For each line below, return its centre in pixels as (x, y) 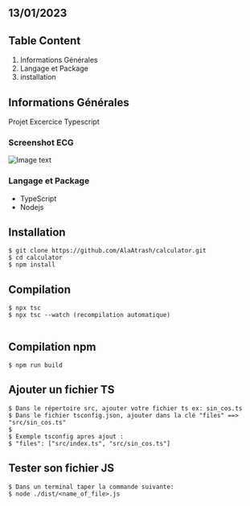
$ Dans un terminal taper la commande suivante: (91, 487)
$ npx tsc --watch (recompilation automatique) (90, 315)
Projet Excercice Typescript (54, 122)
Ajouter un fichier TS (61, 390)
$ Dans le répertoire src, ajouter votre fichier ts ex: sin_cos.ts (125, 408)
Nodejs (32, 207)
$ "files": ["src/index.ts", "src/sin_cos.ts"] (90, 443)
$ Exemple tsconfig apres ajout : (66, 436)
